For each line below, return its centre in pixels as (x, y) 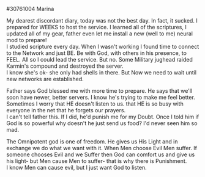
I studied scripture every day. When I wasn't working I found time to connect (103, 46)
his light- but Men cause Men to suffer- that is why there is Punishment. (97, 161)
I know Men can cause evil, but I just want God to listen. (76, 168)
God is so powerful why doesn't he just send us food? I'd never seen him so (102, 123)
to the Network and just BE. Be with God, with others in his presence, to (96, 53)
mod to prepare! (27, 40)
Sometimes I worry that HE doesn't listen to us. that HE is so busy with (95, 104)
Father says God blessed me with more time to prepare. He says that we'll (99, 91)
